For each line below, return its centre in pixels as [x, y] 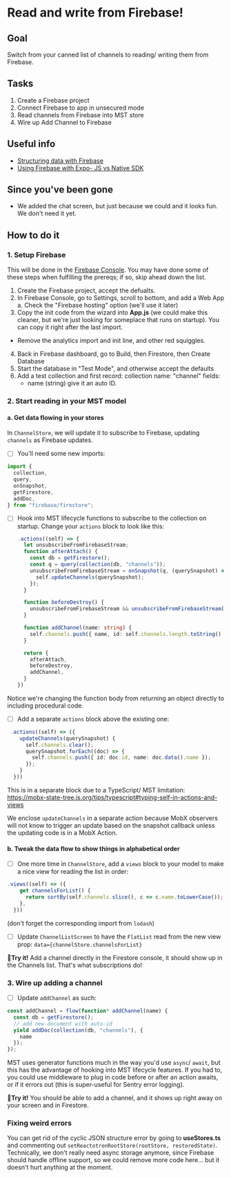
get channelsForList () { [55, 891]
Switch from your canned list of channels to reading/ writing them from [108, 54]
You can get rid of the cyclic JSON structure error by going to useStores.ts [114, 1138]
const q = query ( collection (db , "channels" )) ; [98, 564]
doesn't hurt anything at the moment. [60, 1168]
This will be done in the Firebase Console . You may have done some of [108, 270]
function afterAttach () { [61, 552]
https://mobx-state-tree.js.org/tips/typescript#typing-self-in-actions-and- [112, 797]
